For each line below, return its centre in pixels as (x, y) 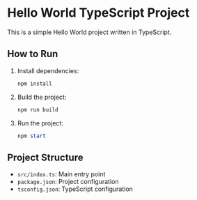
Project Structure (45, 157)
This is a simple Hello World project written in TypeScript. (89, 32)
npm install (34, 84)
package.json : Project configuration (68, 182)
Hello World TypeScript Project (98, 13)
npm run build (38, 109)
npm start (32, 136)
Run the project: (40, 123)
